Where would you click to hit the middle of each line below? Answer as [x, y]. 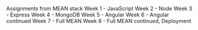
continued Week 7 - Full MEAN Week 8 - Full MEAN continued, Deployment [99, 21]
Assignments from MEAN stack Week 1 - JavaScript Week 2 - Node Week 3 [99, 9]
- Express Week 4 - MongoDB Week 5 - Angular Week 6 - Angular [88, 15]
